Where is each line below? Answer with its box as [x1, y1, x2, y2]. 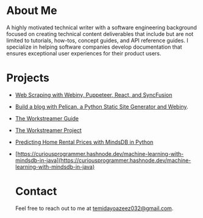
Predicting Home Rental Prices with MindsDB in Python [15, 138, 154, 146]
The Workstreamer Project [15, 126, 82, 134]
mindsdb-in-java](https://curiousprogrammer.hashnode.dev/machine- [15, 156, 191, 164]
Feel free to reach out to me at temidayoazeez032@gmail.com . [15, 205, 174, 212]
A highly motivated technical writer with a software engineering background [6, 24, 197, 31]
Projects [6, 71, 50, 85]
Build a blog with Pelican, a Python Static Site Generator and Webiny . [15, 103, 188, 110]
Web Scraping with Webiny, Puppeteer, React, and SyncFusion [15, 91, 173, 98]
